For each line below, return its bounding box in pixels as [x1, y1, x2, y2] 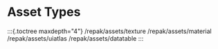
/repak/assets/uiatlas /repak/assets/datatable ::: [7, 34, 144, 42]
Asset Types [7, 4, 81, 20]
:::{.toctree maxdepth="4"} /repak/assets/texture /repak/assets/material [7, 27, 212, 35]
